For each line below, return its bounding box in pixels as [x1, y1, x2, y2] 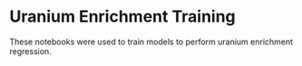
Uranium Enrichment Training [9, 6, 236, 27]
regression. [9, 45, 52, 56]
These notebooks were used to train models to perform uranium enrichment [9, 36, 293, 47]
